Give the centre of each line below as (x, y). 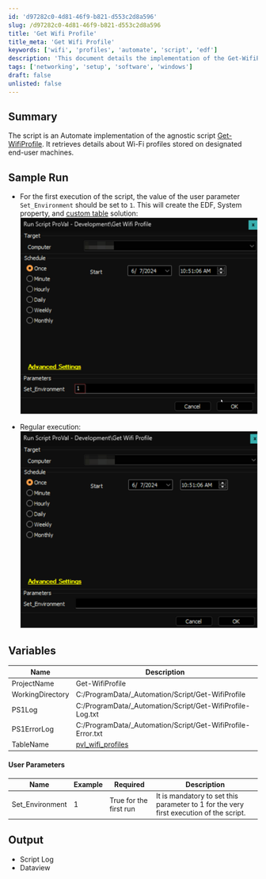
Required (129, 785)
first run (123, 808)
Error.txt (89, 733)
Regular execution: (50, 426)
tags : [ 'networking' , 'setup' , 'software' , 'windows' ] (101, 67)
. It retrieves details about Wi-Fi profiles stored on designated (142, 144)
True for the (129, 800)
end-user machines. (41, 153)
